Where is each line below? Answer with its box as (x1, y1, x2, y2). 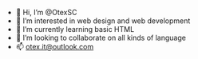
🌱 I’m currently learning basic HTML (15, 25, 135, 33)
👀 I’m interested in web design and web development (15, 16, 191, 26)
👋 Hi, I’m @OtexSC (15, 8, 77, 17)
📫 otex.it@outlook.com (15, 42, 94, 51)
